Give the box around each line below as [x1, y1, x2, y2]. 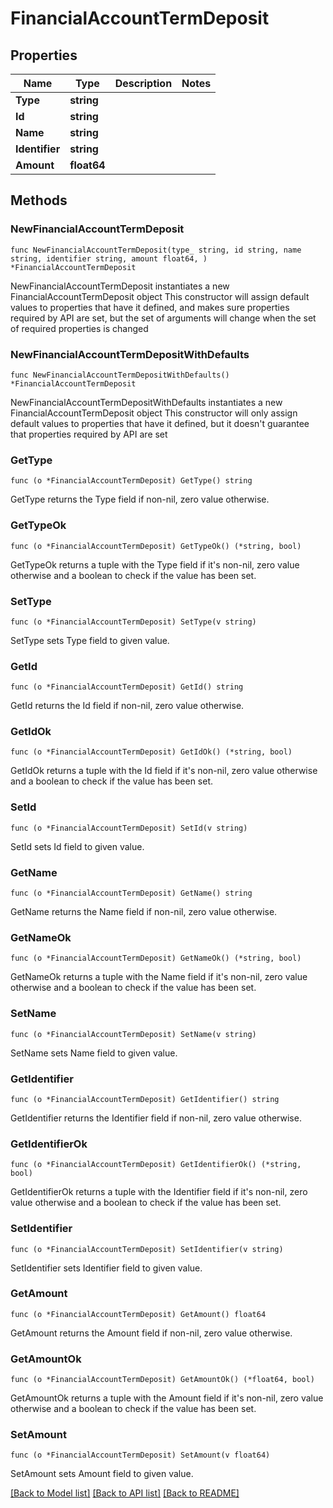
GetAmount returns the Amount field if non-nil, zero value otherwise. [10, 1327, 293, 1339]
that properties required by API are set [10, 428, 168, 440]
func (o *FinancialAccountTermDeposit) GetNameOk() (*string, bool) [10, 953, 302, 964]
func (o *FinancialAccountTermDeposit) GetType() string [10, 476, 253, 486]
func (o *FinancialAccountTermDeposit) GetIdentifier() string [10, 1094, 280, 1104]
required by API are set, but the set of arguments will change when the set [10, 312, 317, 324]
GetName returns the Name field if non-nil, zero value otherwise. [10, 906, 278, 918]
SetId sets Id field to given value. [10, 840, 145, 852]
